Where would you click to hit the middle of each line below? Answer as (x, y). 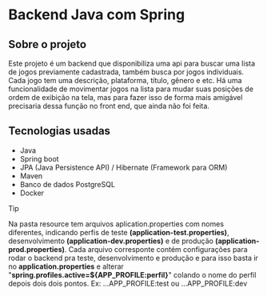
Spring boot (39, 158)
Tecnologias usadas (59, 131)
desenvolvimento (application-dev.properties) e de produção (111, 241)
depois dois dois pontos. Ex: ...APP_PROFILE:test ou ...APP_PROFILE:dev (128, 283)
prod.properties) (37, 249)
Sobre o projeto (47, 44)
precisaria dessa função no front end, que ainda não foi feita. (109, 106)
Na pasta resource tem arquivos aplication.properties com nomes (116, 224)
